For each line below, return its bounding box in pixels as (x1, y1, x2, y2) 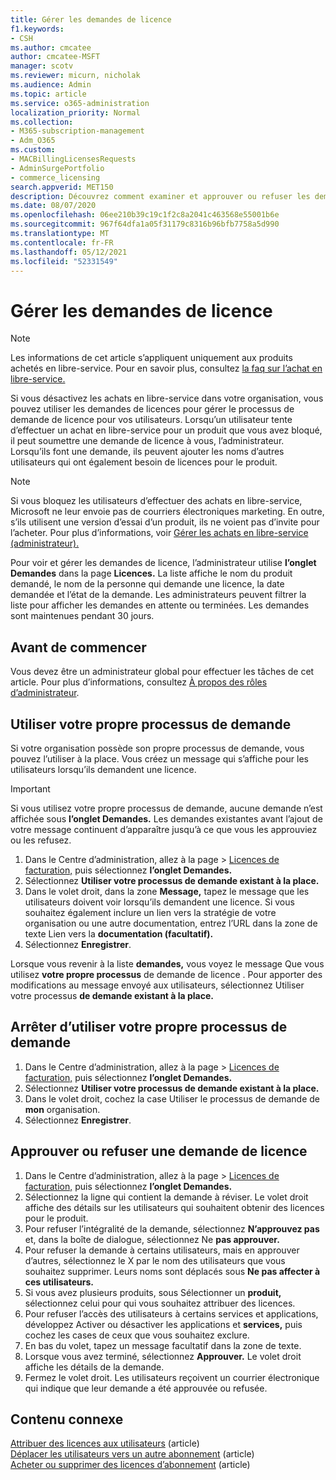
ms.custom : (10, 145, 56, 155)
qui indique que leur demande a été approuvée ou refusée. (24, 1382, 268, 1394)
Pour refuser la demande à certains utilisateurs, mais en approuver (24, 1244, 300, 1256)
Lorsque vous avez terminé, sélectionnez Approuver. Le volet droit (24, 1350, 302, 1362)
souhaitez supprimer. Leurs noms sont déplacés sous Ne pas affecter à (24, 1265, 321, 1277)
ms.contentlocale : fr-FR (10, 237, 114, 248)
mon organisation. (24, 1103, 101, 1115)
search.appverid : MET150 (10, 182, 114, 192)
